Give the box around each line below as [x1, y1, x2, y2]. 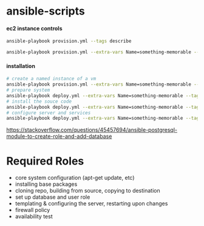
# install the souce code [6, 98, 72, 104]
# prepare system [6, 87, 50, 94]
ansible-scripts [6, 4, 85, 18]
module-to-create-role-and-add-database [6, 132, 112, 140]
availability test [15, 213, 53, 220]
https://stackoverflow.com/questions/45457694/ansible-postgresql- [6, 126, 178, 134]
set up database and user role [15, 193, 90, 201]
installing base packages [15, 180, 78, 188]
